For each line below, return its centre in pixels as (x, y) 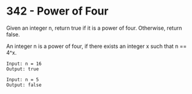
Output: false (24, 85)
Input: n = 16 (24, 64)
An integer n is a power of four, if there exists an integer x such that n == (97, 46)
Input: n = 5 (23, 79)
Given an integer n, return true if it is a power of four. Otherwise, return (94, 28)
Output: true (23, 69)
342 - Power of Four (57, 11)
